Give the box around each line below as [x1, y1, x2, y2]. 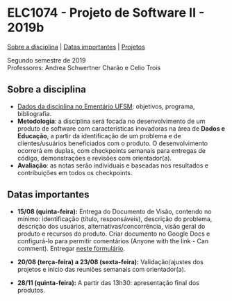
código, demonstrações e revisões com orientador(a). [17, 154, 172, 162]
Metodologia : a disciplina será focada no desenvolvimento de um [17, 117, 206, 125]
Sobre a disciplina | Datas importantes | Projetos [7, 42, 146, 51]
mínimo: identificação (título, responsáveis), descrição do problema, [17, 214, 213, 223]
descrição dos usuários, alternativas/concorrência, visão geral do [17, 222, 206, 230]
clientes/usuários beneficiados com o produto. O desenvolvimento [17, 139, 208, 147]
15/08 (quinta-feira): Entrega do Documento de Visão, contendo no [17, 207, 212, 215]
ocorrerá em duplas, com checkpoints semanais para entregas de [17, 146, 206, 154]
